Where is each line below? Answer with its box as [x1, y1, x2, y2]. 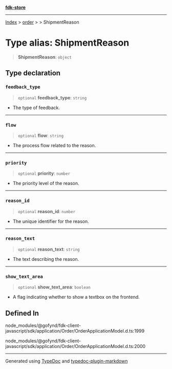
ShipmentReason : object [17, 54, 72, 60]
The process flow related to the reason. [12, 142, 96, 148]
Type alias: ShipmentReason [5, 37, 130, 49]
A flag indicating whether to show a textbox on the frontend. [12, 294, 140, 300]
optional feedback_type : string [17, 94, 87, 100]
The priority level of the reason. [12, 180, 79, 187]
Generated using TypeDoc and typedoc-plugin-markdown [5, 358, 128, 364]
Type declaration [5, 69, 60, 77]
